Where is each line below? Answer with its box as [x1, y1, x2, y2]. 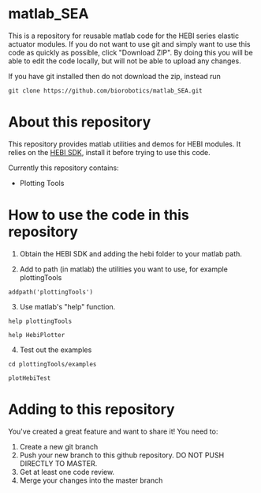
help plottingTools [8, 317, 73, 325]
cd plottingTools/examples [8, 360, 97, 368]
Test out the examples [19, 345, 92, 355]
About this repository [8, 113, 151, 131]
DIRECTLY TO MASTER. [19, 458, 98, 468]
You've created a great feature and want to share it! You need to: [8, 427, 218, 436]
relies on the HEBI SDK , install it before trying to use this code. [8, 147, 211, 157]
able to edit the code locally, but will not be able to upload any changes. [8, 56, 242, 66]
